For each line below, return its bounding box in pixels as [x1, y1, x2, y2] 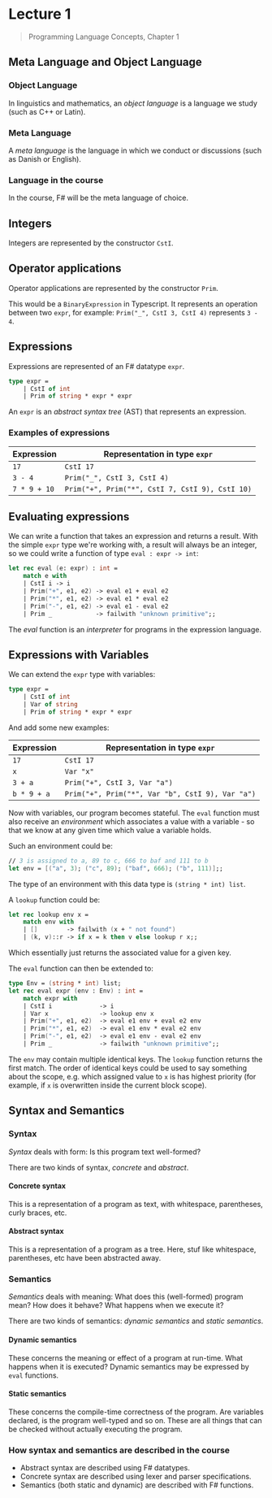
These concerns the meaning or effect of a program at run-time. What [8, 1353, 244, 1362]
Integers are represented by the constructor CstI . [8, 238, 174, 248]
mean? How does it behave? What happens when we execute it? [8, 1300, 224, 1310]
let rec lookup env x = [8, 910, 89, 918]
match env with [23, 918, 75, 927]
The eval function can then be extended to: [8, 964, 154, 974]
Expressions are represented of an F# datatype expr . [8, 361, 185, 371]
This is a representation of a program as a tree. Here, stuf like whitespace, [8, 1244, 257, 1254]
